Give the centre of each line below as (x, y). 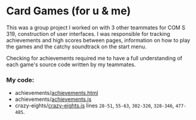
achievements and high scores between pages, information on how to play (98, 40)
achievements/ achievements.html (56, 93)
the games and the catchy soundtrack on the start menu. (76, 47)
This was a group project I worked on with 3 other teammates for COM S (96, 27)
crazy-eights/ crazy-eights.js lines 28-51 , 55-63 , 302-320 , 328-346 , (94, 106)
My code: (20, 80)
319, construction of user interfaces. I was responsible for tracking (88, 33)
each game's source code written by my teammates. (71, 64)
